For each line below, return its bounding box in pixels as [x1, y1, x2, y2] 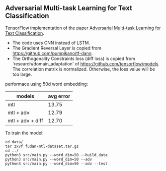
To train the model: [5, 130, 44, 136]
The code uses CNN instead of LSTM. [12, 40, 90, 46]
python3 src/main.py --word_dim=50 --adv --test [5, 161, 108, 166]
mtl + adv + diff [7, 117, 43, 124]
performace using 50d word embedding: [5, 81, 88, 87]
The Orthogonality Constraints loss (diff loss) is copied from [12, 56, 136, 61]
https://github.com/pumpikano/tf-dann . [12, 50, 93, 56]
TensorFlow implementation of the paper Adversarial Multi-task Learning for [5, 25, 161, 31]
